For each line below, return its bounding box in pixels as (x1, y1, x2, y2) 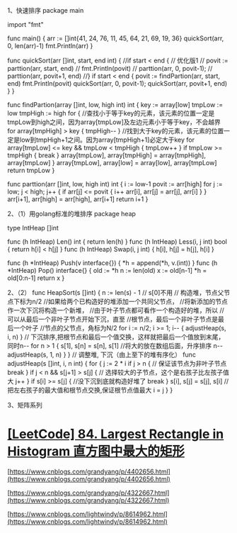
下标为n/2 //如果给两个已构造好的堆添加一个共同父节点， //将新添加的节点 (13, 297, 228, 305)
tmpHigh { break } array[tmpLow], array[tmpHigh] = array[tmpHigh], (7, 151, 207, 159)
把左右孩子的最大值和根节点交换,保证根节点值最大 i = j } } (7, 386, 173, 394)
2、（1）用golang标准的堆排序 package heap (7, 210, 137, 218)
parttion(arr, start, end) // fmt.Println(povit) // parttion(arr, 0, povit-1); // (7, 64, 213, 72)
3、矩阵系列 (7, 401, 42, 409)
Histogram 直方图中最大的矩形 (7, 444, 185, 459)
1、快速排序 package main (7, 6, 84, 14)
